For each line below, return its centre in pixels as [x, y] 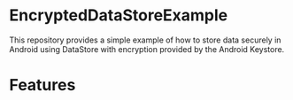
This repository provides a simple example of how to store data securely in [145, 40]
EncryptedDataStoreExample [119, 15]
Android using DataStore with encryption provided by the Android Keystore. [147, 49]
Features [42, 85]
